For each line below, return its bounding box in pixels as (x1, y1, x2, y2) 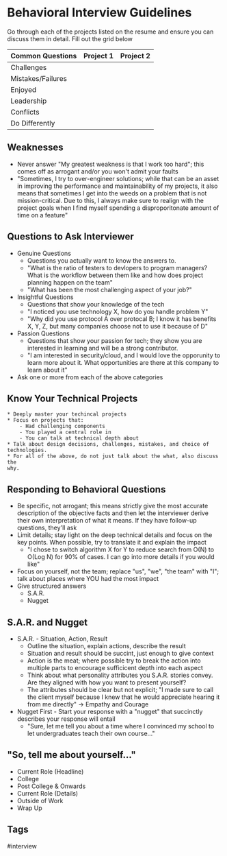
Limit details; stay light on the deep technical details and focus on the (16, 531, 213, 539)
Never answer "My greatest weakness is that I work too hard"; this (16, 160, 204, 168)
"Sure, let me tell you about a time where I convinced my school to (27, 722, 215, 730)
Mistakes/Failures (10, 73, 67, 83)
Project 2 (120, 51, 150, 60)
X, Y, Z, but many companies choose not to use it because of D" (27, 322, 209, 330)
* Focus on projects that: (7, 417, 84, 424)
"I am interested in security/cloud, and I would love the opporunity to (27, 351, 221, 359)
